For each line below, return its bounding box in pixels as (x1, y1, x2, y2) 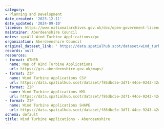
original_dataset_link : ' (5, 44, 58, 49)
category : (5, 7, 25, 12)
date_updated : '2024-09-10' (5, 21, 62, 26)
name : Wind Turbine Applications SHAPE (9, 103, 91, 108)
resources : (5, 52, 27, 58)
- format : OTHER (5, 57, 38, 62)
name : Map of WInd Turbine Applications (9, 62, 93, 67)
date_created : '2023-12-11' (5, 16, 62, 21)
